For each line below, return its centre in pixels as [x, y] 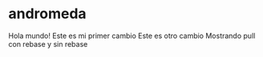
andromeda [47, 14]
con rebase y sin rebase [48, 44]
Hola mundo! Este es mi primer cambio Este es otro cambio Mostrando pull [132, 36]
